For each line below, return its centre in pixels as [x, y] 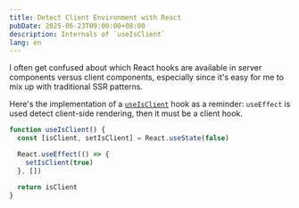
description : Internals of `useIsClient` [87, 34]
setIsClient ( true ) [59, 162]
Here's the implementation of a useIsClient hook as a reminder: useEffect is [150, 104]
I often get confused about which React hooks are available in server [136, 68]
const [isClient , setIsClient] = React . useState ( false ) [123, 138]
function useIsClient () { [57, 130]
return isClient [47, 187]
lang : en [25, 42]
